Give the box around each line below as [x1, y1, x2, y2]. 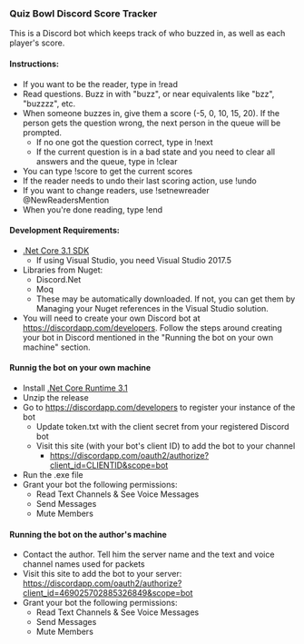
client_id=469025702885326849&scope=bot [22, 588, 193, 599]
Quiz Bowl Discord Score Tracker [9, 7, 158, 20]
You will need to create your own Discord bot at [22, 312, 201, 323]
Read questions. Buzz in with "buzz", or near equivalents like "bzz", [22, 88, 275, 99]
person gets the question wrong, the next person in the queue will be [22, 117, 281, 128]
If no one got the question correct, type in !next [35, 136, 213, 147]
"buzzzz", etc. [22, 98, 76, 109]
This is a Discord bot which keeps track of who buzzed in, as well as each [9, 28, 286, 39]
